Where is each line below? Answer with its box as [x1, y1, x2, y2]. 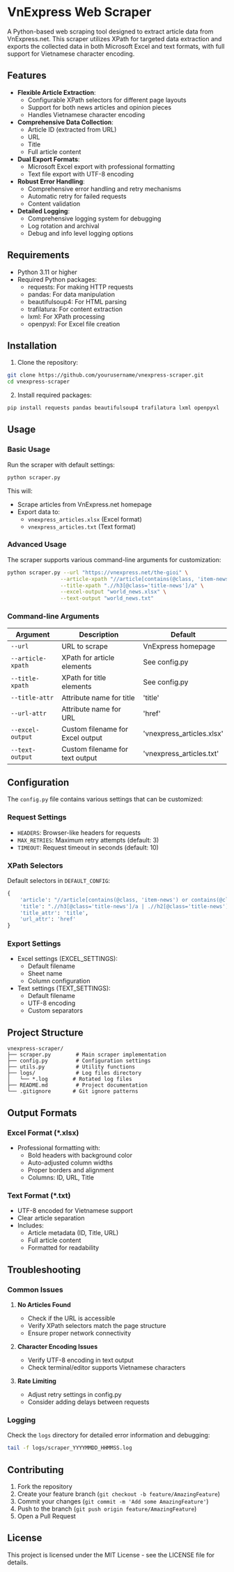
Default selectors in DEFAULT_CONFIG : [7, 876, 110, 884]
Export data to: [17, 507, 61, 516]
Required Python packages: [17, 275, 97, 283]
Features [7, 70, 47, 82]
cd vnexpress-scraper [7, 378, 70, 386]
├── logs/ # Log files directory [7, 1070, 141, 1077]
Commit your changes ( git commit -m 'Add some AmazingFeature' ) [17, 1497, 209, 1505]
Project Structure [7, 1027, 84, 1038]
